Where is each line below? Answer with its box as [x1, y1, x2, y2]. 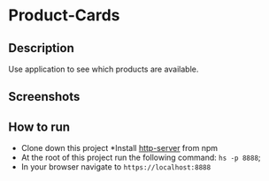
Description [8, 41, 74, 56]
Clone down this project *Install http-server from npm [20, 143, 219, 154]
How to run [8, 119, 71, 134]
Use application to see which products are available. [8, 64, 199, 74]
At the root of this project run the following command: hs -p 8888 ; [20, 152, 262, 163]
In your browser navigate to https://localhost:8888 [20, 162, 211, 172]
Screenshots [8, 89, 81, 104]
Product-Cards [8, 5, 120, 26]
